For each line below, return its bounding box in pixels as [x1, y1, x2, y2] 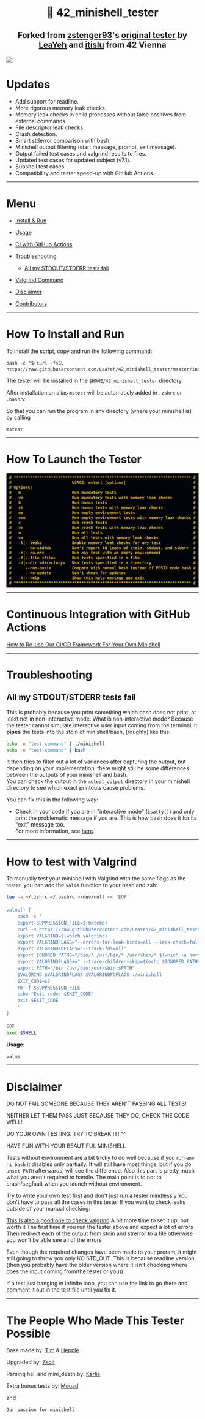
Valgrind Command [15, 276, 64, 284]
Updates [6, 78, 51, 91]
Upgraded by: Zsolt [6, 1358, 55, 1366]
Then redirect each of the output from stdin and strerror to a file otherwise [6, 1230, 193, 1237]
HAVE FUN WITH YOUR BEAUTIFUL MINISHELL [6, 1142, 126, 1149]
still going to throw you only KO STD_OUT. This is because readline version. [6, 1255, 196, 1262]
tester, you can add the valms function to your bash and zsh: [6, 882, 157, 889]
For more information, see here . [15, 827, 95, 835]
